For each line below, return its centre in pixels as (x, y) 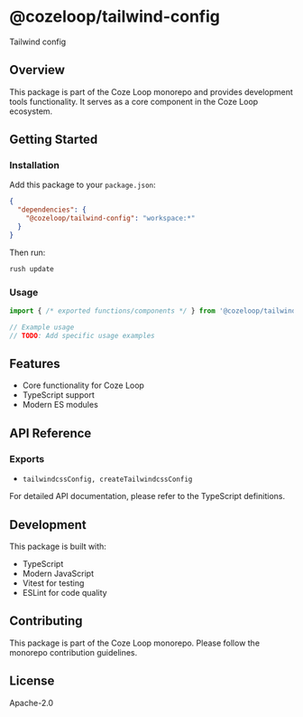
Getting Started (54, 140)
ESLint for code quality (64, 592)
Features (35, 364)
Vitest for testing (53, 583)
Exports (27, 458)
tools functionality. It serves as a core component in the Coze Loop (134, 101)
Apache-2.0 (32, 703)
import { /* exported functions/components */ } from (113, 311)
